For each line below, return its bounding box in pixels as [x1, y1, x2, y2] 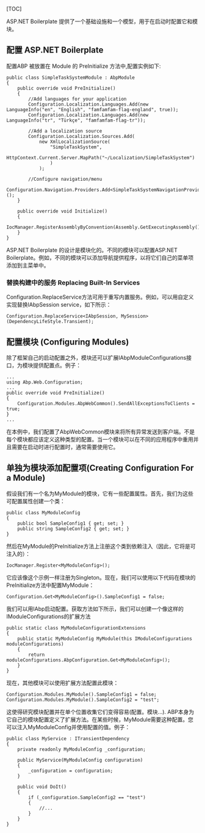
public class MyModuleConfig [6, 509, 81, 515]
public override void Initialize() [17, 208, 108, 214]
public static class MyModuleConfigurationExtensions [6, 625, 146, 631]
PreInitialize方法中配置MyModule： [6, 581, 95, 589]
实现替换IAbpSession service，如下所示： [6, 301, 112, 308]
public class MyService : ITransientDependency [6, 735, 130, 741]
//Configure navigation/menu [28, 176, 103, 182]
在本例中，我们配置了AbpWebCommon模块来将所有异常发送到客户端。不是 [6, 427, 195, 435]
